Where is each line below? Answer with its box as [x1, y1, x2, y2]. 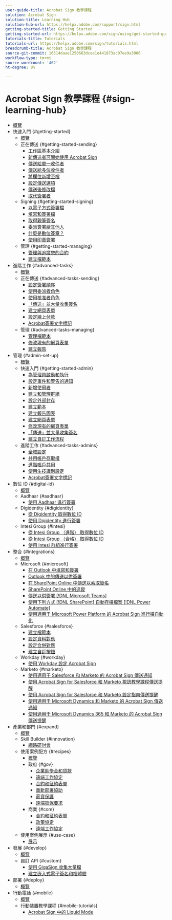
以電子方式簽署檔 [28, 205, 64, 211]
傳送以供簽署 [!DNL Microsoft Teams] [28, 593, 107, 599]
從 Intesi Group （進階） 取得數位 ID [28, 529, 104, 536]
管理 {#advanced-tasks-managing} [20, 327, 95, 333]
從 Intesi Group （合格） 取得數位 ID [28, 536, 104, 542]
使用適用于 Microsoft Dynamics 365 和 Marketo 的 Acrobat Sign [28, 711, 163, 717]
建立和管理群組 [28, 391, 60, 397]
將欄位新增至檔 [28, 173, 60, 180]
